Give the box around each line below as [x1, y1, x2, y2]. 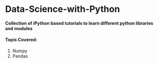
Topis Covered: [5, 37, 37, 43]
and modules [5, 25, 33, 31]
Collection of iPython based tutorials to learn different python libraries [5, 20, 154, 26]
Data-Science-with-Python [5, 3, 120, 15]
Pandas [12, 53, 28, 59]
